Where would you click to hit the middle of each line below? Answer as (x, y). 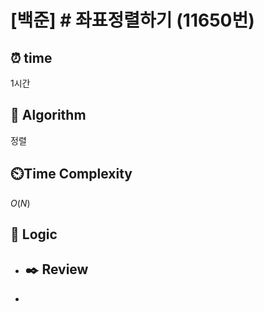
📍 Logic (34, 234)
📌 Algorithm (48, 115)
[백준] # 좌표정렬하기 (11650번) (132, 20)
